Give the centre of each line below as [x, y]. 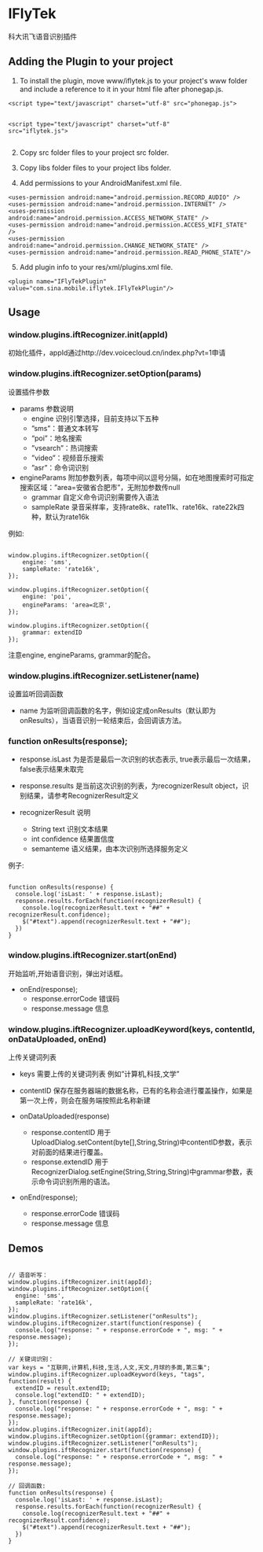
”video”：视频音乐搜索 [68, 458]
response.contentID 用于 [71, 1132]
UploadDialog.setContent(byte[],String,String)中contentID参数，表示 [142, 1142]
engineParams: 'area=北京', [67, 605]
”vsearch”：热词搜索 [64, 448]
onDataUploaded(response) [64, 1116]
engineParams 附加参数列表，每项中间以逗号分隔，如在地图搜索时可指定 [137, 477]
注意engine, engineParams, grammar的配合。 [82, 654]
